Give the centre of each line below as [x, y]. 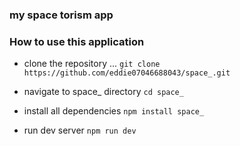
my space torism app [61, 15]
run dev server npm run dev [80, 130]
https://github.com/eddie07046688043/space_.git [127, 73]
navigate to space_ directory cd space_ [103, 92]
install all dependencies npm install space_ [114, 111]
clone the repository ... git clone [92, 64]
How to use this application [77, 41]
